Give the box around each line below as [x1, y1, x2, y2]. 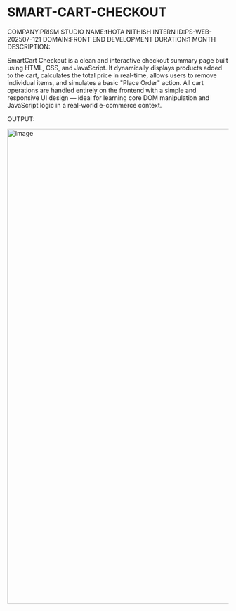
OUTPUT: [7, 114, 35, 123]
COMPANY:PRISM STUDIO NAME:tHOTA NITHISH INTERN [7, 27, 176, 36]
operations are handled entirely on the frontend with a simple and [7, 86, 197, 94]
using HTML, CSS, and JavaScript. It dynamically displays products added [7, 63, 223, 72]
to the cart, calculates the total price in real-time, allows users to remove [7, 71, 217, 80]
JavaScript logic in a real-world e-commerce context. [7, 101, 162, 109]
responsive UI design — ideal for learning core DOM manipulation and [7, 93, 210, 102]
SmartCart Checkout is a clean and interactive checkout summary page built [7, 56, 228, 64]
